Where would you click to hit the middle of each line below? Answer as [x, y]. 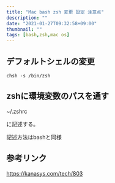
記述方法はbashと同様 [34, 137]
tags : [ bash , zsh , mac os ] [38, 35]
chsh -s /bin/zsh [28, 76]
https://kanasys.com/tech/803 [45, 173]
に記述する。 [22, 124]
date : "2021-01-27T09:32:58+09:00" [52, 23]
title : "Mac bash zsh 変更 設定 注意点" [55, 12]
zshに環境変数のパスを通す [57, 96]
